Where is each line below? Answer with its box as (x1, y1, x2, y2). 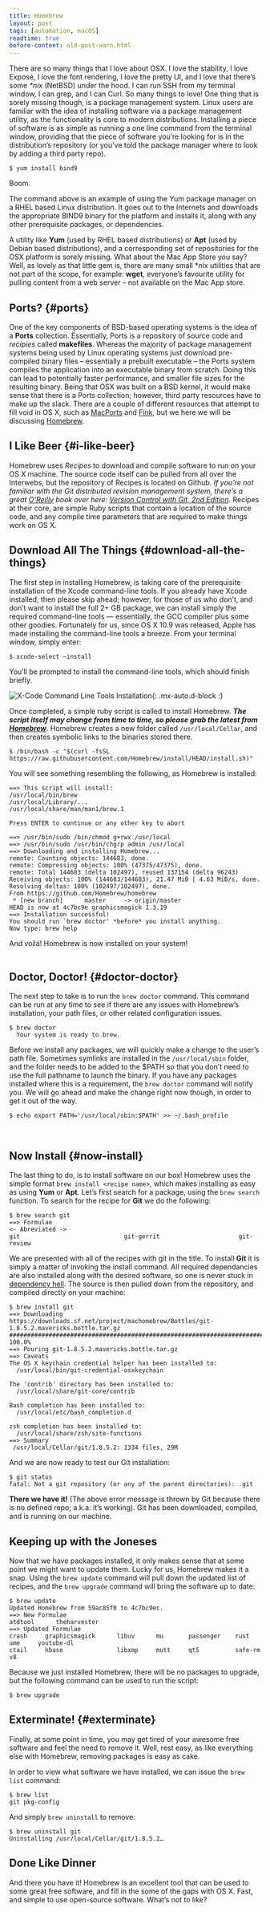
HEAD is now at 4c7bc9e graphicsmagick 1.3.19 (9, 903, 167, 911)
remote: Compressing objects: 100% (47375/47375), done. (9, 861, 204, 869)
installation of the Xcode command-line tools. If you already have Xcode (9, 586, 248, 595)
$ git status (9, 1473, 53, 1481)
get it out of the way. (9, 1096, 78, 1106)
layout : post (9, 19, 53, 27)
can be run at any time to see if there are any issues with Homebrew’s (9, 1000, 240, 1009)
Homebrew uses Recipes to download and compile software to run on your (9, 461, 256, 470)
